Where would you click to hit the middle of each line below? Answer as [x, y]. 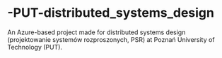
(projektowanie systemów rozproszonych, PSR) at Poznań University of [111, 39]
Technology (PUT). [35, 47]
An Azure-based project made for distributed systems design [97, 32]
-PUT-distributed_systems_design [111, 13]
